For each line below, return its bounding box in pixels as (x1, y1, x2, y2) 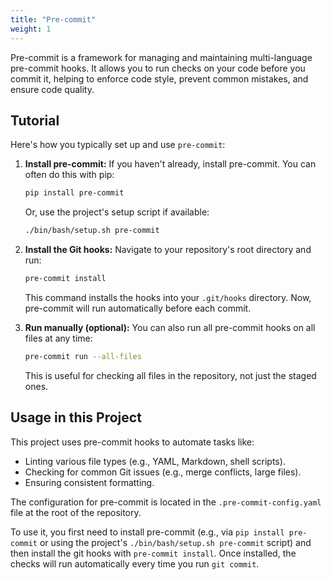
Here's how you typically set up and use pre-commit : (10, 139, 226, 151)
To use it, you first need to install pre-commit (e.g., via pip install (10, 526, 285, 538)
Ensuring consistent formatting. (24, 476, 155, 488)
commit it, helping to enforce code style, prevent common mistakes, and (10, 72, 309, 85)
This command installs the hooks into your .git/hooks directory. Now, (24, 291, 312, 303)
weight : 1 (10, 24, 52, 34)
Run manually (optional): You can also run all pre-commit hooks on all (24, 321, 316, 333)
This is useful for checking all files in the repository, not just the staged (24, 369, 317, 381)
